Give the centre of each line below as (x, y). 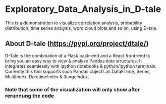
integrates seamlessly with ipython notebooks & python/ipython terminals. (81, 66)
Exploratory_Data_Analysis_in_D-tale (83, 9)
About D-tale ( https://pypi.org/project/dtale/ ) (77, 44)
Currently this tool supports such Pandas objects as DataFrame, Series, (78, 71)
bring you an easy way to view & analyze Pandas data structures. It (74, 61)
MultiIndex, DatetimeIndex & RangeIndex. (47, 77)
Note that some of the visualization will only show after (73, 89)
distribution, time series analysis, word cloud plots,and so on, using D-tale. (81, 28)
